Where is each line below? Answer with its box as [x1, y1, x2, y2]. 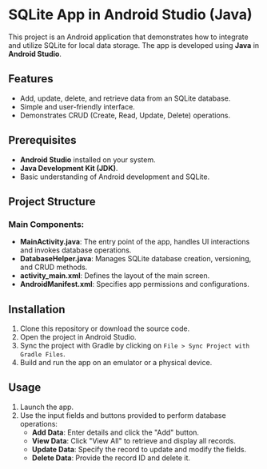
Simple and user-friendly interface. [19, 101, 136, 111]
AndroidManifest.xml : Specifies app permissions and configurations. [19, 280, 250, 289]
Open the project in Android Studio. [19, 332, 137, 342]
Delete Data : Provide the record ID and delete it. [31, 453, 190, 463]
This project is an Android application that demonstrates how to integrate [8, 32, 249, 42]
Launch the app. [19, 402, 74, 411]
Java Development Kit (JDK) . [19, 163, 118, 173]
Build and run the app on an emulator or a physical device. [19, 358, 213, 368]
